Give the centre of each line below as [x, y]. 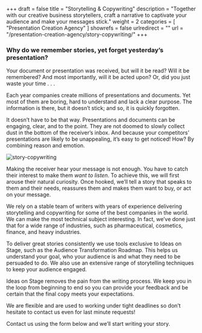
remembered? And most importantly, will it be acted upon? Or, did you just [98, 77]
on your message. [29, 195]
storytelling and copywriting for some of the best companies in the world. [97, 213]
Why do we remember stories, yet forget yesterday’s [85, 50]
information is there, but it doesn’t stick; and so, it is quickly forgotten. [93, 108]
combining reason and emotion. [46, 146]
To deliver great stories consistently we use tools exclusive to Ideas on [94, 244]
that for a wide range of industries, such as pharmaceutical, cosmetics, [95, 225]
